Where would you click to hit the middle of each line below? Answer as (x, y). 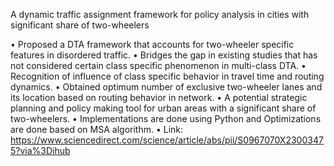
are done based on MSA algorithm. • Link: (97, 129)
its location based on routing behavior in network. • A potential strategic (159, 97)
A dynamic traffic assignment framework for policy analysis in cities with (160, 14)
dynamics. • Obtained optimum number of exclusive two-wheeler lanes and (166, 87)
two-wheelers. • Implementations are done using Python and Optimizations (166, 118)
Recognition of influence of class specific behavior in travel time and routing (167, 76)
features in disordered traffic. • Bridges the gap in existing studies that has (164, 55)
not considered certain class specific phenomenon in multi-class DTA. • (158, 65)
